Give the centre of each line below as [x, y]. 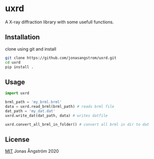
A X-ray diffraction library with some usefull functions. [59, 22]
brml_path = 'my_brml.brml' [34, 102]
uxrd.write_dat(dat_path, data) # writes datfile [57, 115]
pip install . [19, 67]
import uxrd [17, 93]
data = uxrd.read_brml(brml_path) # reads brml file [60, 106]
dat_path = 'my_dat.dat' [30, 111]
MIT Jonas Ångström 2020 [32, 151]
